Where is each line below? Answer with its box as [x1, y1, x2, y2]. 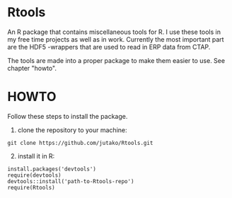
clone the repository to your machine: [17, 125, 127, 134]
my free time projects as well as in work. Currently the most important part [7, 35, 224, 43]
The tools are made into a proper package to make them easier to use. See [7, 56, 225, 64]
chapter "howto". [7, 64, 57, 72]
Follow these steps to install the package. [7, 112, 128, 120]
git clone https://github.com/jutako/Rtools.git [7, 139, 153, 146]
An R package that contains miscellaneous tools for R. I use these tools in [7, 28, 221, 36]
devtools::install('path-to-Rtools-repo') [7, 177, 134, 185]
